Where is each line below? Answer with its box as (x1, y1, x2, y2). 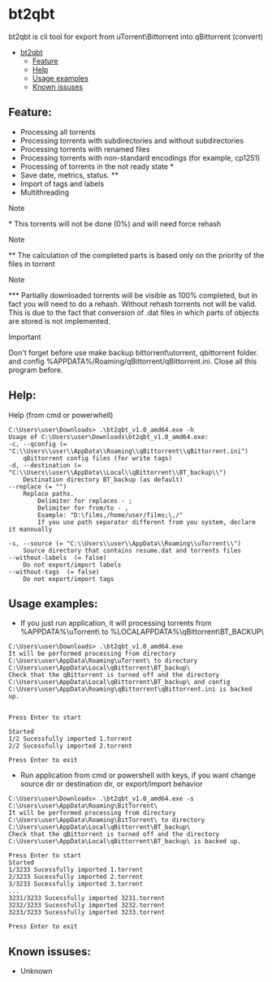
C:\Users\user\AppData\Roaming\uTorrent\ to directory (8, 657, 198, 665)
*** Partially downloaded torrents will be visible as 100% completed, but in (8, 290, 258, 300)
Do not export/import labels (23, 561, 122, 569)
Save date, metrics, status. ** (19, 170, 119, 179)
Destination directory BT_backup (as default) (23, 476, 183, 484)
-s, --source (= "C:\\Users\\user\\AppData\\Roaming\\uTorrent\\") (8, 539, 242, 548)
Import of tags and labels (19, 179, 105, 188)
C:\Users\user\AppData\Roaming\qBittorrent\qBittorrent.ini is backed (8, 685, 253, 694)
